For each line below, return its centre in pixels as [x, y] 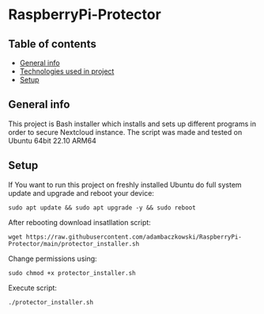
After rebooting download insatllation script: [80, 222]
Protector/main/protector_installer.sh [74, 243]
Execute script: [33, 288]
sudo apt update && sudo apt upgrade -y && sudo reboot [102, 208]
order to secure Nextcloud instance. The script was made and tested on [125, 132]
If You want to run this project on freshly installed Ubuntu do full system [125, 185]
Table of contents [52, 44]
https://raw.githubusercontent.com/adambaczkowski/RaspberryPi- [134, 237]
